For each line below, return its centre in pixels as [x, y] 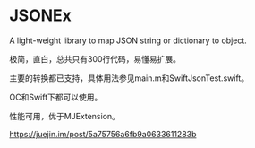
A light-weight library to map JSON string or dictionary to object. [128, 40]
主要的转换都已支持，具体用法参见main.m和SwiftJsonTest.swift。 [129, 78]
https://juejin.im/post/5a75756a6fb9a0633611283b [103, 134]
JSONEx [40, 16]
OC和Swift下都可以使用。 [56, 97]
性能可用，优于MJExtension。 [65, 116]
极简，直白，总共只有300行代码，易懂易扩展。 [95, 58]
